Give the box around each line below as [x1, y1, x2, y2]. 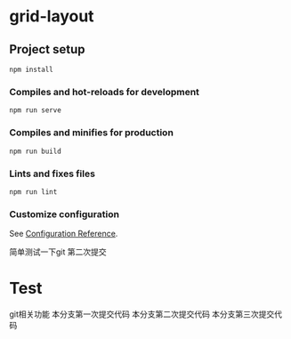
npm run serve [9, 106, 62, 115]
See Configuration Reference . [9, 229, 118, 239]
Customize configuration [9, 207, 120, 220]
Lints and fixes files [9, 167, 96, 180]
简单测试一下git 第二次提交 [9, 246, 107, 257]
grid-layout [9, 6, 95, 27]
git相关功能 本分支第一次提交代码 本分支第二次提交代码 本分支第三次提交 [9, 309, 275, 319]
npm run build [9, 147, 62, 156]
